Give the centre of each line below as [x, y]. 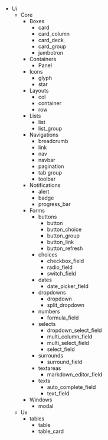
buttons [48, 217]
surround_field [65, 362]
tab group [50, 172]
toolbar [47, 179]
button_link [60, 242]
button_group [63, 236]
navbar [47, 160]
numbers [49, 311]
